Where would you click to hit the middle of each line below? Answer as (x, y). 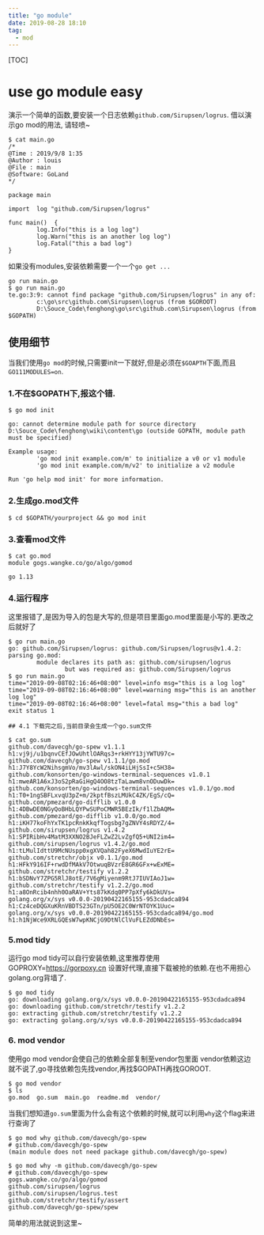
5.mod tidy (30, 940)
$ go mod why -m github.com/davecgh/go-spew (83, 1165)
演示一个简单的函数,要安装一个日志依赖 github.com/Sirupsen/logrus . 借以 (126, 115)
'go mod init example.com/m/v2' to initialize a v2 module (136, 466)
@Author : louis (35, 161)
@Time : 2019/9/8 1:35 (45, 154)
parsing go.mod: (35, 656)
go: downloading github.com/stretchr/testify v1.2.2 (97, 1007)
